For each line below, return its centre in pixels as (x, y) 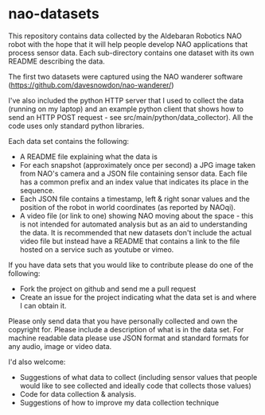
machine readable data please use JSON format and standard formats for (129, 338)
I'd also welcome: (37, 362)
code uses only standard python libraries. (76, 126)
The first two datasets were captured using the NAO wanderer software (126, 76)
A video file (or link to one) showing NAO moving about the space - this (136, 215)
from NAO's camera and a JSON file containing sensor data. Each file (134, 173)
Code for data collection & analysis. (78, 394)
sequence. (37, 190)
